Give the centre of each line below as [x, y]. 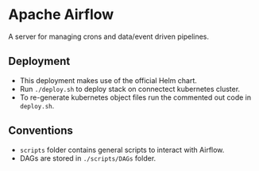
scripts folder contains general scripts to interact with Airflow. [122, 150]
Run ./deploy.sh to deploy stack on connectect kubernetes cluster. [130, 89]
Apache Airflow [61, 15]
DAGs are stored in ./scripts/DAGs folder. [88, 158]
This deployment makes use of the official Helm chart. [108, 80]
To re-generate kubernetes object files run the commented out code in [135, 97]
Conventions [41, 131]
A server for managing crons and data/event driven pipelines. [108, 36]
